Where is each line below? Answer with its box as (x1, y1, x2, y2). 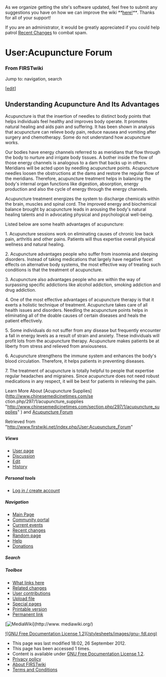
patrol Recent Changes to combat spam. (5, 30, 88, 35)
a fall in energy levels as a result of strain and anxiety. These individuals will (5, 333, 160, 339)
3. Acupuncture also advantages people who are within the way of (5, 277, 141, 283)
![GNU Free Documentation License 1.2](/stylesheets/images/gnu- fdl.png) (5, 630, 158, 636)
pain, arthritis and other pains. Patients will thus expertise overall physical (5, 236, 155, 242)
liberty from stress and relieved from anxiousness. (5, 343, 108, 349)
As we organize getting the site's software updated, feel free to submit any (5, 4, 158, 10)
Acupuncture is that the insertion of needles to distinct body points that (5, 113, 151, 119)
